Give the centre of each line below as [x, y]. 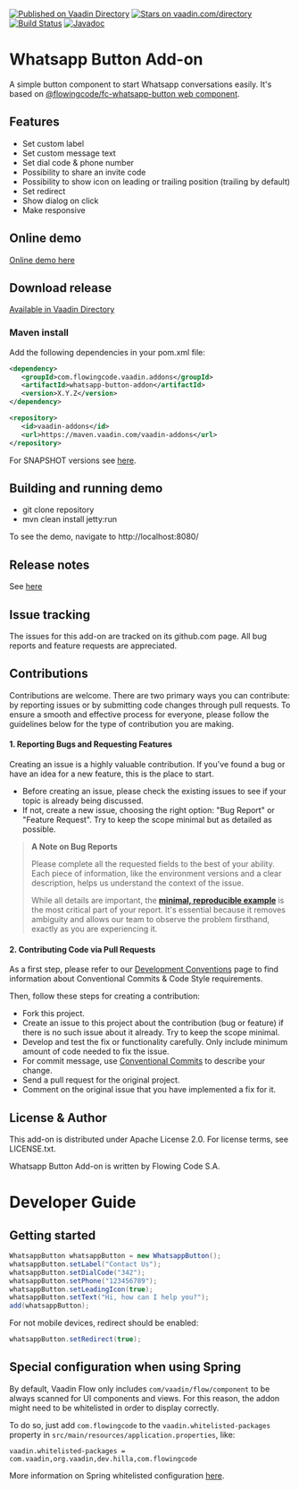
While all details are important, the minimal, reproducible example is [158, 900]
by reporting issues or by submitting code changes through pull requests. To [150, 705]
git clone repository [58, 510]
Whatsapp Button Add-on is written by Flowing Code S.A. [115, 1166]
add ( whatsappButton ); [50, 1306]
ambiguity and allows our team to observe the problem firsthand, [150, 919]
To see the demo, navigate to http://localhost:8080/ [104, 536]
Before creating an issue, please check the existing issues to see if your [154, 791]
